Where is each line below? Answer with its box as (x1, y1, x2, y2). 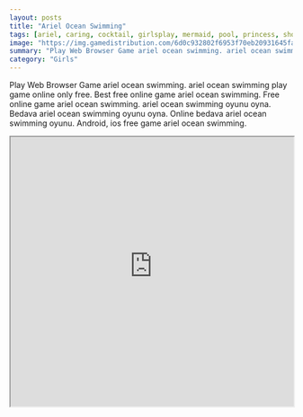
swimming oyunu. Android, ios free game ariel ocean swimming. (9, 118, 247, 129)
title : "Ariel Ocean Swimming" (9, 22, 127, 31)
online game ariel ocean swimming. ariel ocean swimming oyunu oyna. (9, 99, 272, 109)
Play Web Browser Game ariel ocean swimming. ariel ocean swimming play (9, 80, 288, 90)
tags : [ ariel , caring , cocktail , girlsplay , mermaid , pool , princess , (9, 30, 280, 39)
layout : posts (9, 13, 63, 22)
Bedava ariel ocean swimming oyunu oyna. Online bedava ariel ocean (9, 109, 267, 119)
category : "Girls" (9, 55, 78, 64)
